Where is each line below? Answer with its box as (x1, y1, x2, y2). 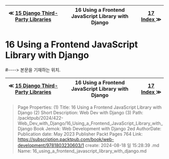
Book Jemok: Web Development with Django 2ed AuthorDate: (33, 125, 162, 131)
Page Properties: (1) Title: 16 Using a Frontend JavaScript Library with (17, 104, 162, 110)
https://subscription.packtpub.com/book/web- (17, 136, 114, 142)
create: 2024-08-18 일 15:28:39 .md (85, 142, 159, 148)
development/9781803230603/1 (17, 142, 84, 148)
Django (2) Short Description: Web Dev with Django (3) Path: (17, 109, 143, 115)
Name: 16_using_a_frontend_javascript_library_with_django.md (17, 148, 147, 154)
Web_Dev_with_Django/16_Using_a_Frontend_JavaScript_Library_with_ (17, 120, 163, 126)
